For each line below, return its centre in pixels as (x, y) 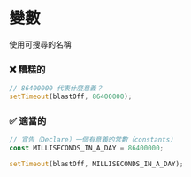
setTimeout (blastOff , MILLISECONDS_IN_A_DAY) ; (96, 165)
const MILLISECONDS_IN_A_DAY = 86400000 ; (87, 148)
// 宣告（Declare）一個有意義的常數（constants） (93, 140)
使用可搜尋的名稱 (40, 44)
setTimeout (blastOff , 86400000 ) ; (71, 97)
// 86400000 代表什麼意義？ (56, 88)
